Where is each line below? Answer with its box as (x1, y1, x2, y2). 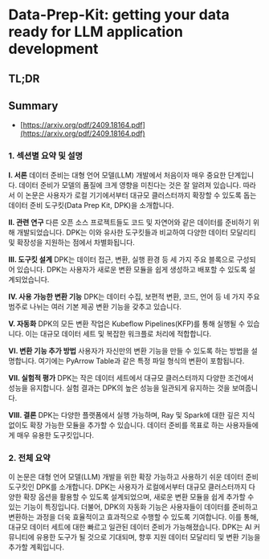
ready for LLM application (8, 22, 183, 41)
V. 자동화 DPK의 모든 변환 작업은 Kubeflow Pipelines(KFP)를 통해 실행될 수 (8, 319, 246, 328)
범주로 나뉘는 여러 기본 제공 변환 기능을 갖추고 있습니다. (8, 301, 182, 311)
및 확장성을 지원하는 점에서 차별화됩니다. (8, 237, 135, 247)
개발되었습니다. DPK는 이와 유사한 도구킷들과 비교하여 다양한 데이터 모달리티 (16, 227, 256, 237)
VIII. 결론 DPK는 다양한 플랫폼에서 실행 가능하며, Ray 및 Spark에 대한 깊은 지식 (8, 410, 255, 419)
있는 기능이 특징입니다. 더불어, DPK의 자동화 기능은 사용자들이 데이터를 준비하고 (8, 502, 259, 512)
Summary (8, 99, 59, 112)
